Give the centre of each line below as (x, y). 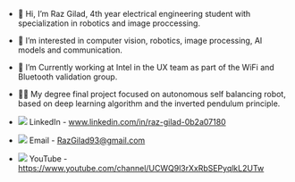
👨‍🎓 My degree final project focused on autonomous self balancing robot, (152, 94)
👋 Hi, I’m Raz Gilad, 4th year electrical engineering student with (134, 14)
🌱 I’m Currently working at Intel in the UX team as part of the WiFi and (146, 67)
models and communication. (70, 50)
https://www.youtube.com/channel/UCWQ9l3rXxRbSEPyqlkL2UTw (141, 168)
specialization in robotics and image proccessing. (109, 23)
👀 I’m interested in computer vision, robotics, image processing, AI (140, 41)
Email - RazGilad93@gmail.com (87, 140)
